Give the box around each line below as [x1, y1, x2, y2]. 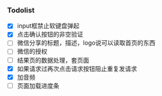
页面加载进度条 [16, 81, 59, 90]
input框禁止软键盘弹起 [16, 22, 80, 30]
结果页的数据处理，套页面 [16, 56, 90, 64]
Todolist [7, 5, 36, 15]
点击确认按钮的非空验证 [16, 30, 83, 39]
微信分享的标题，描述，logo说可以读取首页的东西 [16, 39, 156, 47]
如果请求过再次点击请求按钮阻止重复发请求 [16, 64, 137, 73]
